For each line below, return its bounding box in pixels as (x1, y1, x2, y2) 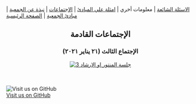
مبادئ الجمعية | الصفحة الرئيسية (6, 12, 78, 19)
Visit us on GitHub (6, 91, 51, 99)
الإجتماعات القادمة (70, 29, 131, 39)
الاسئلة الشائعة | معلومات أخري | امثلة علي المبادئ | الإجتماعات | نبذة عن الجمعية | (6, 6, 190, 13)
